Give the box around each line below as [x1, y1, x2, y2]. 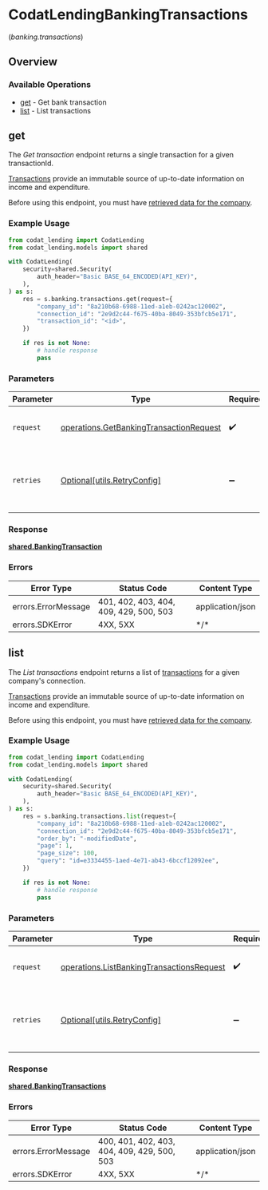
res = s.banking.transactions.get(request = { [22, 295, 173, 303]
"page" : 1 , [37, 842, 73, 850]
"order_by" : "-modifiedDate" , [37, 835, 137, 843]
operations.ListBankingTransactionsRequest [60, 961, 226, 972]
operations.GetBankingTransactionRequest [60, 422, 222, 433]
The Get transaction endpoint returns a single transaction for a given [8, 150, 234, 160]
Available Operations [8, 79, 92, 90]
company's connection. [8, 676, 86, 685]
